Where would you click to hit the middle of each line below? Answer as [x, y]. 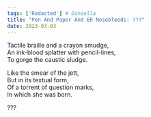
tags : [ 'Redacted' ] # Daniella [52, 13]
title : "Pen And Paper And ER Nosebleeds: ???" [76, 20]
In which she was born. [40, 95]
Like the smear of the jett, [43, 73]
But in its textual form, [38, 80]
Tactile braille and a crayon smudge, [58, 46]
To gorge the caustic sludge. [47, 60]
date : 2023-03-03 [32, 26]
